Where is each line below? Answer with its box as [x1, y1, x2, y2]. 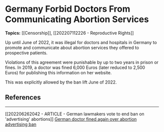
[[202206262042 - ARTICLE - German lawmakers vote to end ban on [5, 111, 145, 117]
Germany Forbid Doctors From [5, 3, 130, 15]
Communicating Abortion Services [5, 14, 149, 25]
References [5, 93, 41, 102]
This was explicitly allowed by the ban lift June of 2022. [5, 79, 117, 85]
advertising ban [5, 121, 37, 127]
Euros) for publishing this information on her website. [5, 69, 112, 75]
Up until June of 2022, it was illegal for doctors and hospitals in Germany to [5, 39, 157, 45]
